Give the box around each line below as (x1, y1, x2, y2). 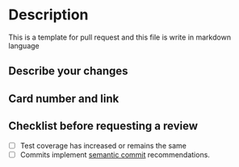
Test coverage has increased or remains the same (19, 140, 187, 150)
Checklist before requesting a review (8, 119, 199, 133)
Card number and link (8, 91, 119, 106)
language (8, 40, 40, 50)
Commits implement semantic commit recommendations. (19, 149, 210, 159)
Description (8, 6, 89, 24)
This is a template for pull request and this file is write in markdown (8, 32, 232, 42)
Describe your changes (8, 65, 128, 78)
